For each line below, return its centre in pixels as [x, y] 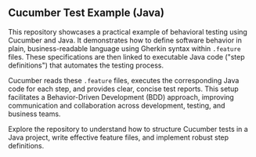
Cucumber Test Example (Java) [86, 13]
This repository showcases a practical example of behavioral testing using [128, 31]
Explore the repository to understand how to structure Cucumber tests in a [128, 129]
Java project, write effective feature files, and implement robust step [119, 137]
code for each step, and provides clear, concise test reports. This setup [123, 89]
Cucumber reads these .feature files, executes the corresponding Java [124, 80]
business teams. [34, 114]
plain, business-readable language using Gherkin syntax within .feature [124, 48]
